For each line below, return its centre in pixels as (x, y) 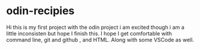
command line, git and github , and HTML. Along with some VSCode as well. (100, 40)
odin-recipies (40, 11)
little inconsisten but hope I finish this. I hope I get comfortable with (89, 33)
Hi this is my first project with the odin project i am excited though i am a (95, 27)
